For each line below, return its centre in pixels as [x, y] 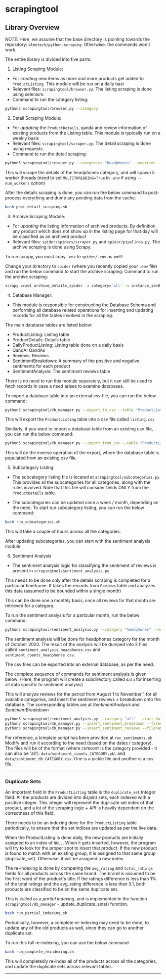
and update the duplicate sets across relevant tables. [59, 966]
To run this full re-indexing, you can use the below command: [67, 942]
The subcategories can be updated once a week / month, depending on [85, 503]
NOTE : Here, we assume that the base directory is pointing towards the [78, 39]
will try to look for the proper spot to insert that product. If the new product [81, 848]
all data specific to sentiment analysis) [44, 684]
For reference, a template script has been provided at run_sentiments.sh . [80, 738]
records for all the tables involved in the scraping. [63, 315]
